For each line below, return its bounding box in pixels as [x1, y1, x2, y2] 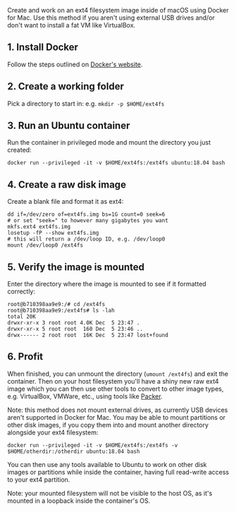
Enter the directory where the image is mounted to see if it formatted [7, 280, 206, 288]
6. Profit [7, 351, 44, 362]
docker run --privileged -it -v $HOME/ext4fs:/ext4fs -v [7, 441, 178, 449]
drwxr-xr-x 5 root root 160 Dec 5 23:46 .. [7, 326, 143, 333]
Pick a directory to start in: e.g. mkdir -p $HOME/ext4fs [7, 99, 165, 108]
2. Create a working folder [7, 80, 125, 92]
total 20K [7, 313, 37, 320]
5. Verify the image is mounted [7, 261, 145, 273]
